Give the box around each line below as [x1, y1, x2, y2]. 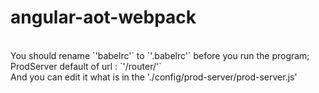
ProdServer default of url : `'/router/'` [10, 60, 162, 72]
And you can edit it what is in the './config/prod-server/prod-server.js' [10, 71, 298, 83]
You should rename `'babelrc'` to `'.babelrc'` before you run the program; [10, 49, 310, 61]
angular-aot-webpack [10, 6, 197, 29]
